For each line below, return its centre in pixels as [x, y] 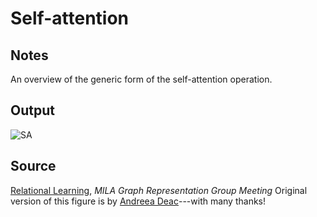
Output [32, 110]
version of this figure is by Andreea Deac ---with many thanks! [138, 201]
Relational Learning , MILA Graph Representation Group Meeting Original [159, 190]
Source [33, 166]
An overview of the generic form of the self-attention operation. [141, 79]
